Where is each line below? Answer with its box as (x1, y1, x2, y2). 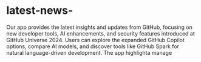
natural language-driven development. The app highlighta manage (6, 49, 172, 56)
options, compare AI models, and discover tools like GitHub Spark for (6, 43, 179, 50)
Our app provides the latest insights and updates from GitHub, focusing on (6, 23, 192, 31)
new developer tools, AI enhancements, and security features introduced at (6, 29, 196, 37)
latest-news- (6, 4, 73, 17)
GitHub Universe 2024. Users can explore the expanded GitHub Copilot (6, 36, 185, 43)
